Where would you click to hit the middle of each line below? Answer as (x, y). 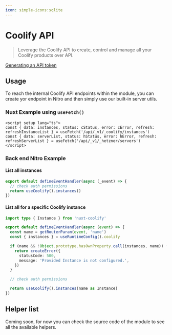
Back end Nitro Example (36, 158)
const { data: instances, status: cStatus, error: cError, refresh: (80, 127)
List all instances (24, 170)
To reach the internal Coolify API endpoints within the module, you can (80, 93)
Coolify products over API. (46, 55)
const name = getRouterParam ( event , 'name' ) (58, 232)
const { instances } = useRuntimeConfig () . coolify (65, 237)
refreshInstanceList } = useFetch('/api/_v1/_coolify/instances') (78, 132)
